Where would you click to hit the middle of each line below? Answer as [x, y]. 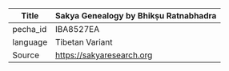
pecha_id [30, 29]
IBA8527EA [77, 29]
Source [26, 55]
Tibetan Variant [84, 42]
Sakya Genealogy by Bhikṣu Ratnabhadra [136, 16]
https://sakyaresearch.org [104, 55]
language [30, 42]
